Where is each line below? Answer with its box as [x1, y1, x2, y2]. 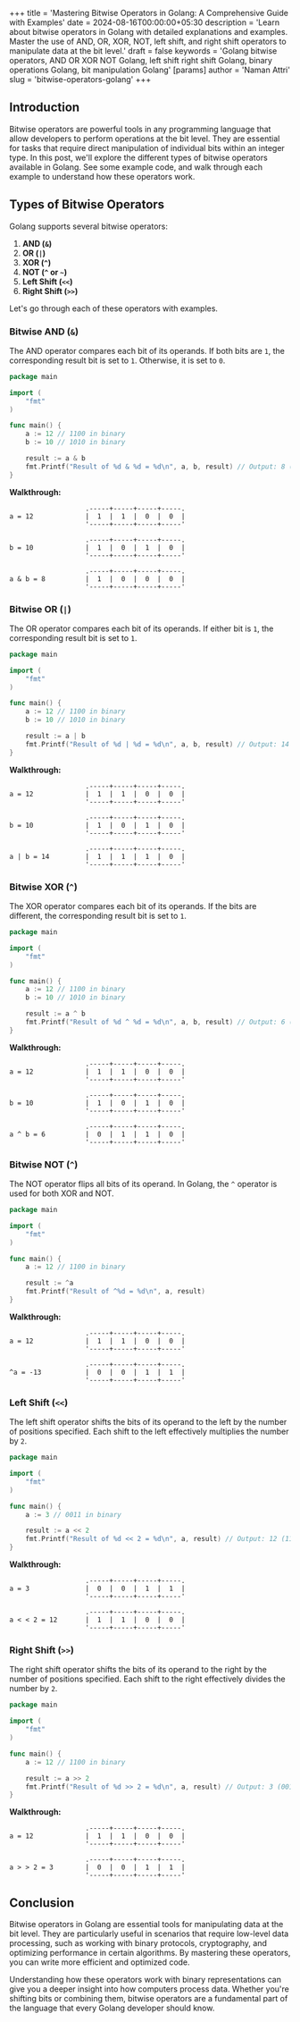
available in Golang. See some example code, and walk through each [9, 161, 263, 173]
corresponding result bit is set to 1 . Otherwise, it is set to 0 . [9, 355, 226, 366]
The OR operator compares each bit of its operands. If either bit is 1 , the [9, 623, 274, 634]
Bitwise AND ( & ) [9, 325, 79, 338]
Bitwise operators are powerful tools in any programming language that [9, 123, 271, 134]
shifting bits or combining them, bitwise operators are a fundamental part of [9, 1993, 288, 2004]
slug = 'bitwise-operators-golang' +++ [9, 74, 152, 84]
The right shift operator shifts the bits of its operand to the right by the [9, 1664, 268, 1675]
